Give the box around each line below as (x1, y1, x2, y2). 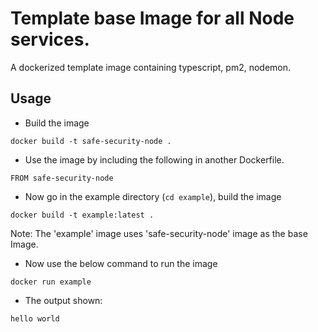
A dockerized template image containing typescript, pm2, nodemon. (10, 61, 292, 73)
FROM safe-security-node (10, 173, 114, 183)
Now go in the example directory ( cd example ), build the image (24, 190, 282, 202)
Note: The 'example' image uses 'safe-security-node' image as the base (10, 227, 308, 239)
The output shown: (24, 294, 103, 306)
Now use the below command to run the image (24, 257, 218, 269)
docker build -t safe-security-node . (10, 136, 172, 146)
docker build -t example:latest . (10, 210, 155, 220)
